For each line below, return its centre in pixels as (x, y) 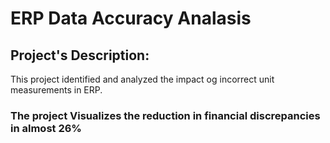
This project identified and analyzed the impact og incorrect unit (142, 79)
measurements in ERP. (56, 90)
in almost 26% (46, 128)
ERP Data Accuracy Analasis (131, 18)
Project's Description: (80, 55)
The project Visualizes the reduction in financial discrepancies (165, 115)
